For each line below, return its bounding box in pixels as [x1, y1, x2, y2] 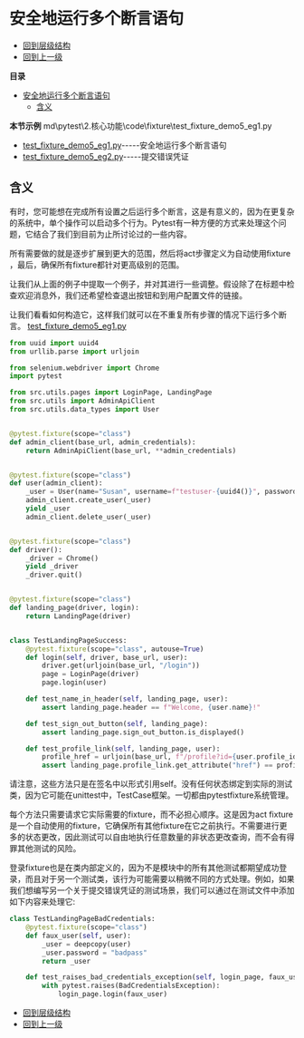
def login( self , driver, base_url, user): [25, 653, 188, 662]
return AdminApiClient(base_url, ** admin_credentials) [25, 446, 237, 455]
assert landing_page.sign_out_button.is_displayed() [42, 727, 245, 737]
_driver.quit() [25, 570, 83, 580]
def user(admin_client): [9, 479, 103, 488]
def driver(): [9, 545, 63, 554]
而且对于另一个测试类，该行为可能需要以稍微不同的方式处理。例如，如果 [24, 874, 295, 885]
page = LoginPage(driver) [42, 670, 140, 679]
